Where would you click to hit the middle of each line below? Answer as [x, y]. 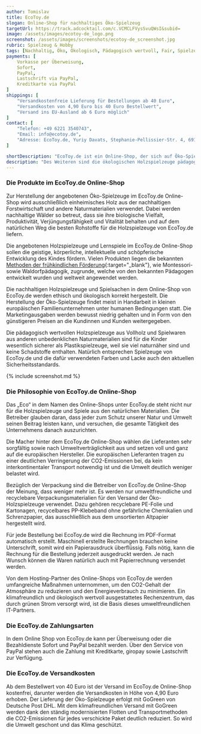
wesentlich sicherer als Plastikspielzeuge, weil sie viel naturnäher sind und [98, 345]
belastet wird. [23, 473]
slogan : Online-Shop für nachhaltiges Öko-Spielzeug [73, 23]
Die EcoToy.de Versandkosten [51, 673]
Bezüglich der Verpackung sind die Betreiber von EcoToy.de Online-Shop [96, 485]
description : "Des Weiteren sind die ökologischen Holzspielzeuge [91, 162]
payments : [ [21, 56]
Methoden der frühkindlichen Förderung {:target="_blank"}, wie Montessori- [100, 265]
